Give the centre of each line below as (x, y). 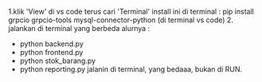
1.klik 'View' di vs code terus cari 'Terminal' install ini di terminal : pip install (131, 12)
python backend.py (51, 44)
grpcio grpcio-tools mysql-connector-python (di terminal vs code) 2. (121, 20)
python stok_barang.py (58, 61)
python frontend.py (51, 52)
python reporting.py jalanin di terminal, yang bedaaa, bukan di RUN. (131, 69)
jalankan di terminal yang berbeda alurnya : (79, 28)
